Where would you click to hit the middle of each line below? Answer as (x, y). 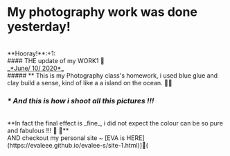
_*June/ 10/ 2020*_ (36, 68)
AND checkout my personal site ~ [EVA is (66, 138)
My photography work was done (102, 12)
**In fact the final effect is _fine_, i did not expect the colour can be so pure (115, 123)
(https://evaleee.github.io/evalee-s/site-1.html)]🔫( (78, 146)
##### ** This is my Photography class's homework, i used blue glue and (113, 75)
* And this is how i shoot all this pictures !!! (81, 101)
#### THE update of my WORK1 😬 (56, 60)
